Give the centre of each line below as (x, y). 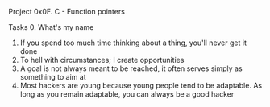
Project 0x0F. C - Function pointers (66, 12)
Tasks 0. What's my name (51, 27)
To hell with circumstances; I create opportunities (102, 60)
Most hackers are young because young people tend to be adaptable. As (141, 85)
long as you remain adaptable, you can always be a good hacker (127, 94)
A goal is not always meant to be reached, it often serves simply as (131, 68)
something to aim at (53, 77)
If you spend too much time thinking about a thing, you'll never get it (133, 43)
